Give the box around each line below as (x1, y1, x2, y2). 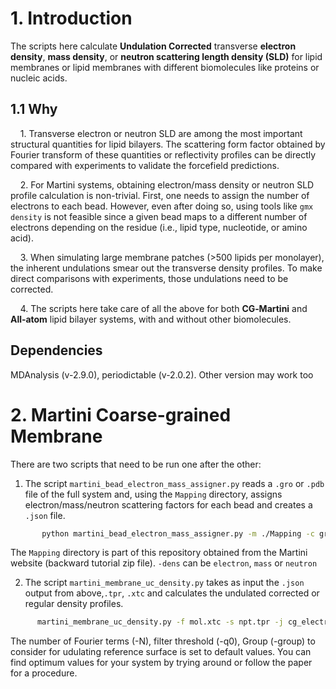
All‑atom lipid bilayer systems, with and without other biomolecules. (10, 313, 292, 325)
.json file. (24, 509, 66, 521)
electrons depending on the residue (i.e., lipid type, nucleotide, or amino (10, 221, 308, 233)
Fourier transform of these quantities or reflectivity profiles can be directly (10, 148, 317, 161)
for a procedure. (10, 667, 78, 679)
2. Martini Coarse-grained (10, 403, 232, 426)
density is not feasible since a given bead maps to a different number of (10, 210, 308, 222)
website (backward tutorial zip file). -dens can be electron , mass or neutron (10, 557, 318, 569)
